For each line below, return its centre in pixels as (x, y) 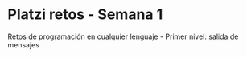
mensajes (23, 44)
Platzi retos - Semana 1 (85, 15)
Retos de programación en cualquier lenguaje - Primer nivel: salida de (123, 36)
